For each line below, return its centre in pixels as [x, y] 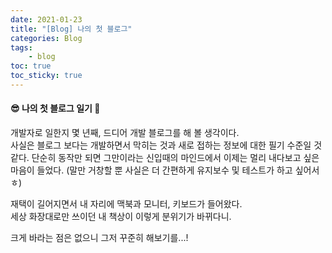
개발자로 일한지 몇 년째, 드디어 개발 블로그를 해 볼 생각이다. [125, 133]
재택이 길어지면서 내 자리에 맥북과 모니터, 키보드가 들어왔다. [126, 204]
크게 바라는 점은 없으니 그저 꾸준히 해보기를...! [99, 238]
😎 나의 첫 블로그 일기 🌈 [55, 108]
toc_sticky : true [46, 76]
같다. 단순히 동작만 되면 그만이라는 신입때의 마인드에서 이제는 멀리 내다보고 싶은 [165, 158]
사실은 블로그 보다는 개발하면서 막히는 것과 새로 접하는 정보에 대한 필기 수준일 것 [166, 145]
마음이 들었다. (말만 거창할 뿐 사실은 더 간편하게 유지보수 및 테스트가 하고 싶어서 [165, 170]
